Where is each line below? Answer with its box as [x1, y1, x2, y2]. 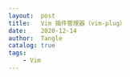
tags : [8, 49, 26, 57]
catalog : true [8, 42, 56, 50]
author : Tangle [8, 34, 63, 43]
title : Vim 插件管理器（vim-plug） [8, 19, 126, 27]
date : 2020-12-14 [8, 26, 78, 34]
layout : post [8, 11, 56, 20]
